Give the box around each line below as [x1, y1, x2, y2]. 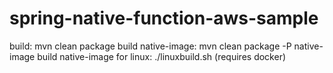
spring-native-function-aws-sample [9, 7, 319, 30]
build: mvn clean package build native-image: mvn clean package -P [9, 40, 292, 52]
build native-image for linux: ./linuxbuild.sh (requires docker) [37, 50, 287, 62]
